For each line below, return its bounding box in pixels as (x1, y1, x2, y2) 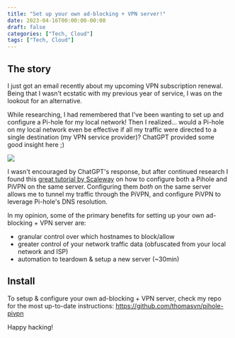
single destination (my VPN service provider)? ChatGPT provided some (7, 132, 214, 141)
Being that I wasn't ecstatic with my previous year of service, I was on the (7, 89, 223, 98)
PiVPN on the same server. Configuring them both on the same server (7, 182, 211, 191)
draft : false (7, 23, 46, 30)
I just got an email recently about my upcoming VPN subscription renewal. (7, 81, 224, 90)
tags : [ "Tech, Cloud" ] (7, 37, 74, 44)
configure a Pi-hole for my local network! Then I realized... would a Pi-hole (7, 117, 224, 126)
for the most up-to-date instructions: (7, 301, 115, 310)
